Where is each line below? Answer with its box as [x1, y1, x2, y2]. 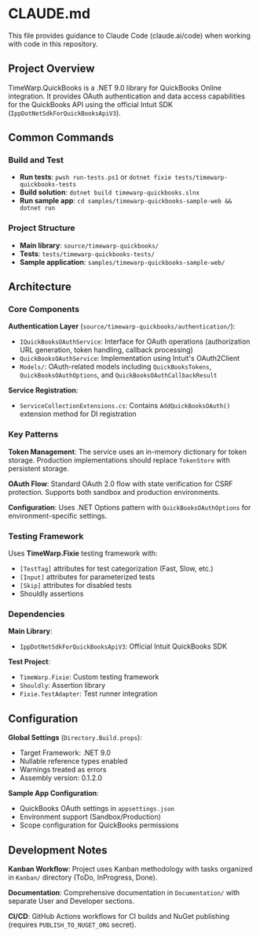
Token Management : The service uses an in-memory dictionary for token [8, 447, 247, 456]
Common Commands [8, 131, 114, 144]
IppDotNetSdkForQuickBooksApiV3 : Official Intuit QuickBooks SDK [19, 641, 228, 651]
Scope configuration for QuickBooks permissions [19, 820, 179, 830]
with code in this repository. [8, 39, 98, 48]
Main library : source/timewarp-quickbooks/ [19, 240, 159, 250]
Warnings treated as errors [19, 765, 107, 775]
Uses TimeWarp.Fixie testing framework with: [8, 548, 158, 558]
